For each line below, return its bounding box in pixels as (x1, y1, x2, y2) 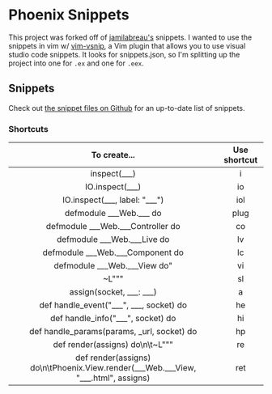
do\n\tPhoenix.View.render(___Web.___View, (29, 362, 197, 374)
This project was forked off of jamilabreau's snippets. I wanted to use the (8, 32, 253, 42)
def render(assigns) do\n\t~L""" (53, 339, 174, 350)
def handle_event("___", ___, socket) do (39, 299, 188, 311)
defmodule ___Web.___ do (64, 208, 162, 219)
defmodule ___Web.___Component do (42, 247, 185, 258)
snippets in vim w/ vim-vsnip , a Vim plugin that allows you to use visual (8, 40, 246, 50)
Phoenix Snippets (8, 6, 130, 24)
